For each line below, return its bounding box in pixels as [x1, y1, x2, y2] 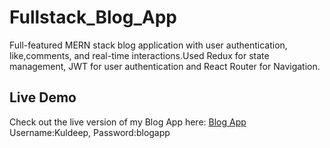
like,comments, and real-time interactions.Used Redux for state [9, 49, 270, 61]
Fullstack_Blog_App [9, 6, 177, 29]
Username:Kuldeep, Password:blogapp [9, 126, 171, 138]
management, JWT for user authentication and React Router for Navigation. [9, 60, 321, 72]
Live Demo [9, 89, 77, 106]
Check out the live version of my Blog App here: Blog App [9, 116, 247, 128]
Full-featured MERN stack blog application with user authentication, [9, 39, 288, 51]
